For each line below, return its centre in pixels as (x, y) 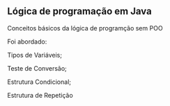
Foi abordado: (27, 42)
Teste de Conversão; (37, 68)
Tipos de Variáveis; (35, 55)
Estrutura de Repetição (40, 95)
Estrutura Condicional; (39, 82)
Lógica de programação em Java (79, 11)
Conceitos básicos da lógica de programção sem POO (85, 28)
